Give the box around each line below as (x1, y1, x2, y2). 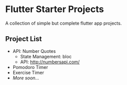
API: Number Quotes (12, 48, 56, 54)
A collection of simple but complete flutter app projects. (5, 20, 122, 26)
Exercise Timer (12, 69, 44, 75)
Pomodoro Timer (12, 64, 48, 70)
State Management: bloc (20, 53, 72, 59)
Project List (5, 35, 42, 43)
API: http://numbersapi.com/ (20, 59, 80, 65)
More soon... (12, 74, 40, 81)
